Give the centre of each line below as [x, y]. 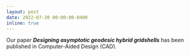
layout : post [23, 12]
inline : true [23, 23]
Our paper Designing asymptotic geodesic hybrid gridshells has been [95, 40]
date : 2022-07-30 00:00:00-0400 [47, 17]
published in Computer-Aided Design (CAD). [61, 46]
